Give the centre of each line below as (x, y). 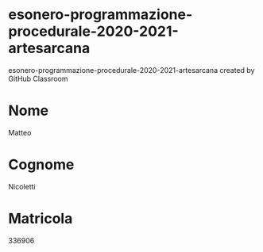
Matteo (20, 132)
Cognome (41, 165)
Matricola (41, 219)
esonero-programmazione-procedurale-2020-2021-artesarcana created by (131, 70)
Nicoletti (22, 186)
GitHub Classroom (38, 78)
